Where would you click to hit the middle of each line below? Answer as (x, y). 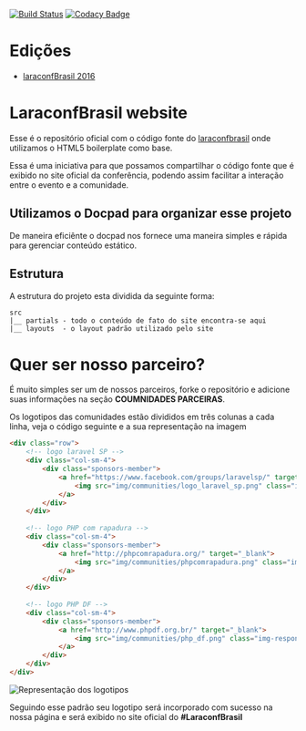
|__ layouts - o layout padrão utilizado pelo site (112, 328)
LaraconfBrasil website (99, 113)
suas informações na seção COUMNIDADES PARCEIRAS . (117, 399)
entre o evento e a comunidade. (69, 185)
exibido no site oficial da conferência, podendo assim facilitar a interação (147, 175)
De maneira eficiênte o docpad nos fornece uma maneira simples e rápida (148, 235)
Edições (41, 51)
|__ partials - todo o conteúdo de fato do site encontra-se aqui (138, 320)
